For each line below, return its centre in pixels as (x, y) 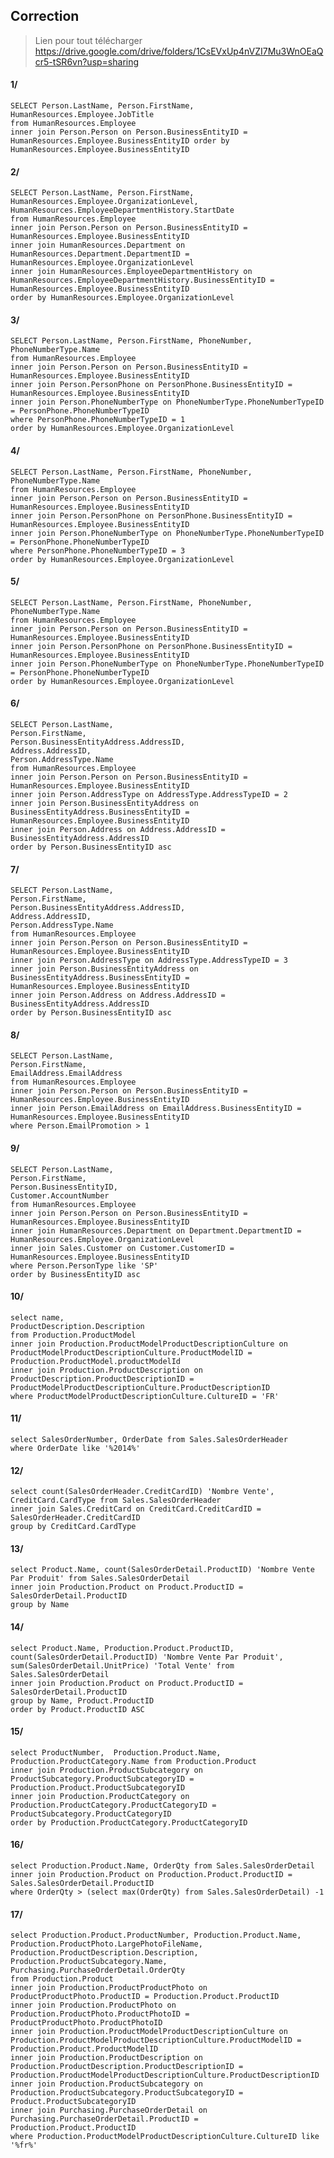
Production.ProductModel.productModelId (96, 1361)
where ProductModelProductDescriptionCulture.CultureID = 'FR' (145, 1396)
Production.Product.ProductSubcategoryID (98, 1787)
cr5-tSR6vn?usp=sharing (87, 61)
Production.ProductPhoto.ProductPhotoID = (100, 2014)
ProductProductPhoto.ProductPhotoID (86, 2023)
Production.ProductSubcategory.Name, (89, 1962)
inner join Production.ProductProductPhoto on (109, 1988)
